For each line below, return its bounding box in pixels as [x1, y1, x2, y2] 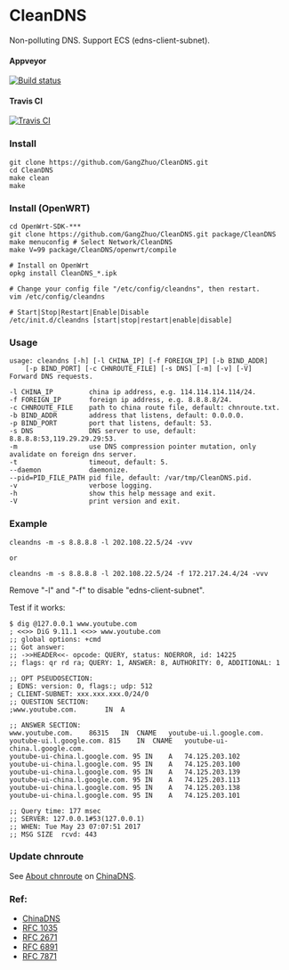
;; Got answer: [9, 643, 66, 652]
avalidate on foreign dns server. [9, 450, 138, 459]
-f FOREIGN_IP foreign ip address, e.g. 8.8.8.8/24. [9, 396, 233, 405]
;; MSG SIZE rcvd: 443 [9, 830, 98, 839]
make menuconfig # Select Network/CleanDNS [9, 237, 173, 246]
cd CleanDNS [9, 166, 53, 175]
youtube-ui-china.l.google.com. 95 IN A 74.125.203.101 [9, 791, 241, 800]
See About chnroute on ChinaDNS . [9, 870, 136, 881]
